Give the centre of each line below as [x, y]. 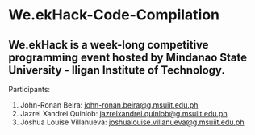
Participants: [29, 89]
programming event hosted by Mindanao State [128, 57]
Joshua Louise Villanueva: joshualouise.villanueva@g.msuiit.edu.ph [132, 122]
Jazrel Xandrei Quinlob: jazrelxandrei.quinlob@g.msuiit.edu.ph [123, 114]
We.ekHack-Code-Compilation [114, 15]
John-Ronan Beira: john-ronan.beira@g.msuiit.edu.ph [109, 105]
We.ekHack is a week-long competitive [109, 45]
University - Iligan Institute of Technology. [117, 70]
